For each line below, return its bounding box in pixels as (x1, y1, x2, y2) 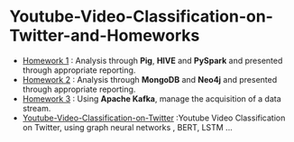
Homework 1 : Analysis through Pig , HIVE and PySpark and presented (22, 55, 283, 66)
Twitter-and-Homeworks (9, 25, 200, 46)
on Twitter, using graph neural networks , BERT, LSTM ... (22, 121, 233, 132)
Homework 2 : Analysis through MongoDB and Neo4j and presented (22, 74, 278, 84)
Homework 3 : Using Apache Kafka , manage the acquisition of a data (22, 93, 281, 104)
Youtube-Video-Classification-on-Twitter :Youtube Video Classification (22, 112, 286, 123)
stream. (22, 102, 51, 113)
